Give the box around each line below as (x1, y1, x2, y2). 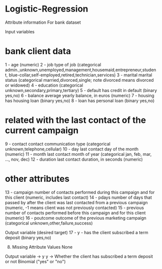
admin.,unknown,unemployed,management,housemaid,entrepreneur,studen (5, 67, 156, 73)
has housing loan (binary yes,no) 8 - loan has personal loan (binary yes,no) (5, 98, 155, 104)
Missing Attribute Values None (12, 244, 73, 250)
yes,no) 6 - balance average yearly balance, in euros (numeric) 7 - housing (5, 92, 155, 98)
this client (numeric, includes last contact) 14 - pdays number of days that (5, 194, 152, 200)
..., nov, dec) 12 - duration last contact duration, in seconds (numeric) (5, 156, 143, 162)
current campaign (5, 125, 79, 136)
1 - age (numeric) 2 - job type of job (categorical (5, 61, 102, 67)
